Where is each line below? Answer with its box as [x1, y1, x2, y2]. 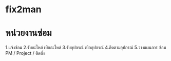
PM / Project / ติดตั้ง [5, 50, 45, 56]
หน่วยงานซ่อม [5, 27, 52, 39]
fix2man [5, 4, 42, 15]
